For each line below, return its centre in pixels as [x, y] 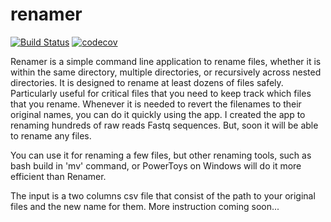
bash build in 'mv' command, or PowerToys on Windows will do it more [156, 165]
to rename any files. [51, 135]
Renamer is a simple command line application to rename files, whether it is [166, 61]
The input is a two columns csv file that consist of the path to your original [163, 195]
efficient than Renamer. [58, 176]
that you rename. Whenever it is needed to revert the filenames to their [156, 104]
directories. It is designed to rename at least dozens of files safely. [147, 82]
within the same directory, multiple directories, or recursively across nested [166, 72]
